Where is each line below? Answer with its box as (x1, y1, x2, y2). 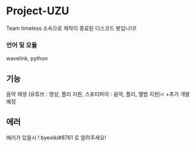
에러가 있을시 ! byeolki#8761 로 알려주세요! (6, 134, 106, 141)
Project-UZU (6, 4, 69, 18)
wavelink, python (6, 55, 48, 62)
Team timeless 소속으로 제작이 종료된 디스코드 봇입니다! (6, 24, 137, 32)
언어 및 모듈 (6, 40, 37, 49)
